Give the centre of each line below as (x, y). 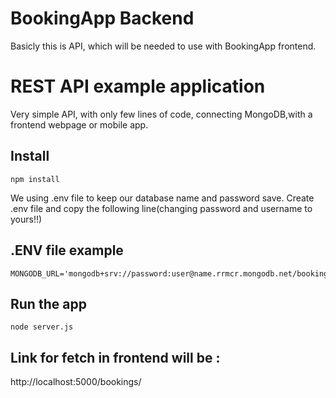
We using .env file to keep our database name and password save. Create (162, 198)
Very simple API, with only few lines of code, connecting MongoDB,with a (161, 114)
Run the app (48, 303)
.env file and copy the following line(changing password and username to (161, 208)
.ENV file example (67, 250)
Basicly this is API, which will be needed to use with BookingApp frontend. (163, 46)
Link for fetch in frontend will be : (115, 357)
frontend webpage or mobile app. (79, 124)
